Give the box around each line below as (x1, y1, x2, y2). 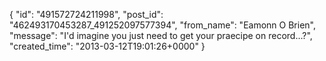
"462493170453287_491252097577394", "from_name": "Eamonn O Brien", (9, 19, 316, 31)
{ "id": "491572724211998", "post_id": (9, 9, 164, 20)
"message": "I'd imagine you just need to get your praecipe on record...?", (9, 30, 313, 41)
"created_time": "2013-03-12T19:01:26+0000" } (9, 40, 206, 52)
